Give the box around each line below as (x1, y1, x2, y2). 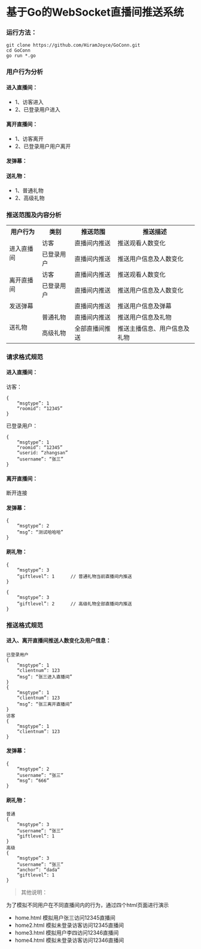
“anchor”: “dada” (17, 867, 60, 873)
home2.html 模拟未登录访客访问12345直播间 (14, 921, 124, 929)
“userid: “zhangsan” (17, 450, 68, 456)
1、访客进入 (14, 98, 44, 106)
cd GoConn (6, 47, 31, 54)
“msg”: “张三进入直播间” (17, 674, 73, 680)
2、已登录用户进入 (14, 106, 61, 113)
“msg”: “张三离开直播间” (17, 701, 73, 707)
